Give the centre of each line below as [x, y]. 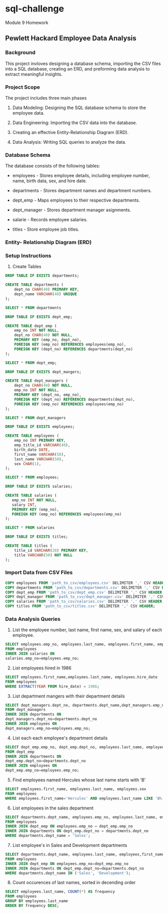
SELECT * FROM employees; [32, 478]
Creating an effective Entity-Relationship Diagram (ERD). [70, 132]
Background [20, 53]
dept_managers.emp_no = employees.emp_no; [48, 728]
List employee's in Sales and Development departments [70, 845]
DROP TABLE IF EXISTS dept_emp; [39, 317]
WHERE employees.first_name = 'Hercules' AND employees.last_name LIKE [79, 798]
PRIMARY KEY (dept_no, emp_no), [48, 395]
